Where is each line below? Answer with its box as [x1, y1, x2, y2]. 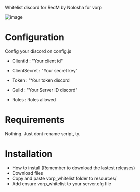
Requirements [5, 114, 65, 126]
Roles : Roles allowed [12, 96, 56, 102]
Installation [5, 148, 53, 160]
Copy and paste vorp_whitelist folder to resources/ [12, 175, 117, 181]
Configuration [5, 32, 65, 43]
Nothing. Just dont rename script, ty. [5, 130, 81, 137]
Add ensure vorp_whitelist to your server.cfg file [12, 180, 111, 187]
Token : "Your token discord [12, 77, 70, 83]
